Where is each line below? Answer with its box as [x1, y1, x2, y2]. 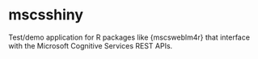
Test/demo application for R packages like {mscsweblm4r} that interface [8, 32, 251, 42]
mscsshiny [8, 6, 83, 24]
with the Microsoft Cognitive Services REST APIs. [8, 40, 173, 50]
